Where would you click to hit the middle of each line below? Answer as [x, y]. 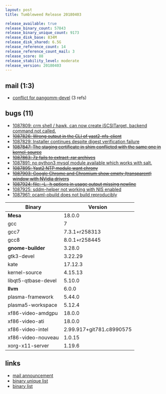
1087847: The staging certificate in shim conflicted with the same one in [86, 147]
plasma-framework [30, 297]
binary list [22, 386]
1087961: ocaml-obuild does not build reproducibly [65, 194]
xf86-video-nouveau [33, 337]
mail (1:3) [20, 86]
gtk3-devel [21, 256]
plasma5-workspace [32, 305]
